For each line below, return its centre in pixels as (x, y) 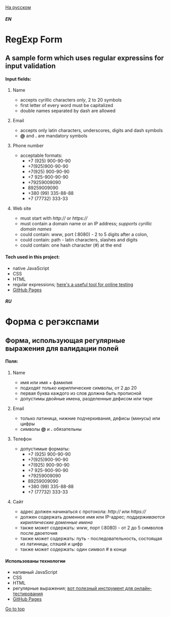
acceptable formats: (41, 156)
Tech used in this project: (32, 257)
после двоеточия (39, 533)
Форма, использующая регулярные (65, 340)
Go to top (15, 609)
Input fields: (18, 79)
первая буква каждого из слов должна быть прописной (81, 393)
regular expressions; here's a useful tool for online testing (73, 284)
